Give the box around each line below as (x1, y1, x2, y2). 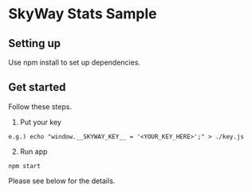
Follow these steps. (8, 101, 72, 112)
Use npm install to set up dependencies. (8, 57, 141, 67)
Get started (8, 80, 66, 94)
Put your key (19, 117, 62, 127)
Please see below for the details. (8, 176, 116, 186)
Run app (19, 147, 48, 156)
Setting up (8, 37, 61, 50)
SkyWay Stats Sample (8, 5, 157, 23)
